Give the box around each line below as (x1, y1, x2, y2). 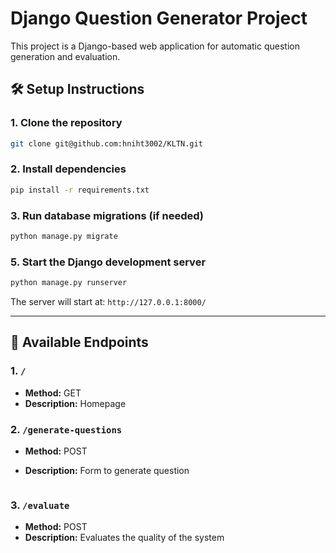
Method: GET (24, 387, 82, 399)
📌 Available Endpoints (10, 334, 149, 351)
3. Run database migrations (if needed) (10, 208, 204, 222)
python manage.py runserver (10, 278, 128, 288)
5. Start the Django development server (10, 255, 207, 269)
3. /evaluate (10, 498, 70, 512)
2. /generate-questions (10, 422, 123, 436)
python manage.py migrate (10, 231, 118, 241)
